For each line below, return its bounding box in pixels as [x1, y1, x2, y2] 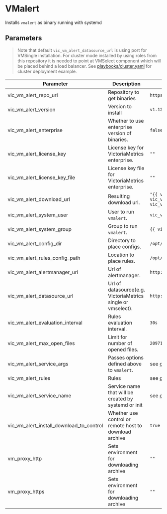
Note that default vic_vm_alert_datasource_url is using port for [17, 47, 147, 53]
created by [107, 395, 133, 402]
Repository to [107, 88, 139, 95]
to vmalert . [107, 366, 133, 373]
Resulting [107, 192, 130, 199]
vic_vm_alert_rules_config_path [7, 254, 81, 261]
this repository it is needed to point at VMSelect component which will [17, 58, 161, 64]
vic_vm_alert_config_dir [7, 240, 62, 247]
